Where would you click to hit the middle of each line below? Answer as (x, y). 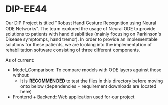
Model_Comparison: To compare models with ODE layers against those (87, 70)
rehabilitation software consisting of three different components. (73, 50)
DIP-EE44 (26, 9)
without (21, 75)
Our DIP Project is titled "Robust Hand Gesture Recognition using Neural (81, 23)
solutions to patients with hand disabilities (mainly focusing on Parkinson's (83, 34)
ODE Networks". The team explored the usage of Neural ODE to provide (80, 28)
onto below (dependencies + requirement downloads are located (88, 86)
